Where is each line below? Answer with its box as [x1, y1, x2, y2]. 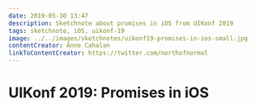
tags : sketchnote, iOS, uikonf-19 [8, 26, 126, 35]
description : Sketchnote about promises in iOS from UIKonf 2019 [8, 19, 233, 27]
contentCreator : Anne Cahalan [8, 42, 111, 50]
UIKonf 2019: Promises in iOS [8, 84, 209, 102]
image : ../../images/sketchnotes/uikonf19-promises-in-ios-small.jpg [8, 34, 249, 43]
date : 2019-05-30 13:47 [8, 11, 89, 20]
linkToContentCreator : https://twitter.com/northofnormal [8, 49, 208, 57]
